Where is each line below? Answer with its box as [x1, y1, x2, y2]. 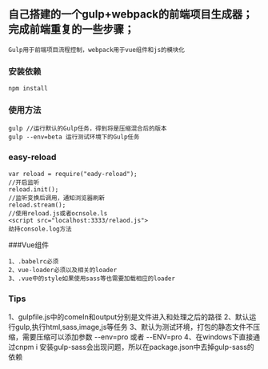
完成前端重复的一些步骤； [8, 22, 134, 36]
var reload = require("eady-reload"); [8, 170, 138, 178]
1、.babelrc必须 [8, 257, 59, 266]
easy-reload [8, 151, 57, 162]
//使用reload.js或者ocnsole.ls [8, 209, 108, 218]
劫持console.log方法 [8, 225, 72, 233]
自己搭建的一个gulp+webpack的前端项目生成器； [8, 7, 254, 22]
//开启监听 [8, 178, 40, 187]
